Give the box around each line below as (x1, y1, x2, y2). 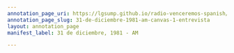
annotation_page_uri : (7, 10, 70, 17)
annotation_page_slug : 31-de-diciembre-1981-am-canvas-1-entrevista (7, 17, 210, 23)
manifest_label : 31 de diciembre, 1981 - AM (7, 29, 139, 36)
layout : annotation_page (7, 23, 79, 30)
